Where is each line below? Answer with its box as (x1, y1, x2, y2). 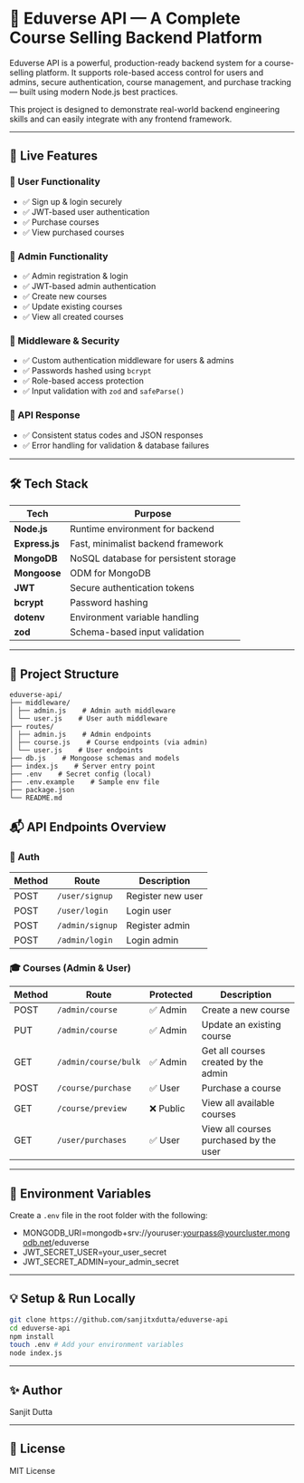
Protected (148, 988, 193, 1001)
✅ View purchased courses (22, 227, 125, 237)
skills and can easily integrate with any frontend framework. (9, 113, 233, 124)
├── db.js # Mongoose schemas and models (9, 754, 180, 763)
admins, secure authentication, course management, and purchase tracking (9, 76, 292, 87)
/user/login (57, 906, 109, 916)
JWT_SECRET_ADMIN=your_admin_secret (22, 1255, 179, 1267)
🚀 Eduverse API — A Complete (9, 8, 242, 29)
